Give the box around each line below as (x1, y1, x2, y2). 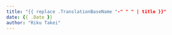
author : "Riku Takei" (6, 20, 61, 26)
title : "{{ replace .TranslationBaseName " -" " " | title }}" (6, 8, 167, 15)
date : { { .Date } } (6, 14, 53, 20)
